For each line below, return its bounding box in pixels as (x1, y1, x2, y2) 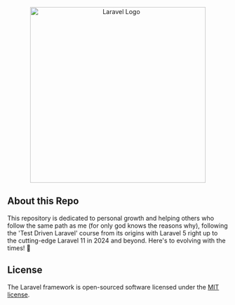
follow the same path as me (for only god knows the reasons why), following (7, 221, 228, 230)
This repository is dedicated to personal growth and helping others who (7, 214, 215, 222)
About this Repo (7, 195, 79, 207)
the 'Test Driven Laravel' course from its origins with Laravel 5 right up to (7, 228, 218, 237)
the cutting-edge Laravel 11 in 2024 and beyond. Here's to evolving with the (7, 236, 226, 245)
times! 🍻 (7, 243, 31, 252)
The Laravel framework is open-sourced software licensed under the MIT (7, 283, 220, 291)
